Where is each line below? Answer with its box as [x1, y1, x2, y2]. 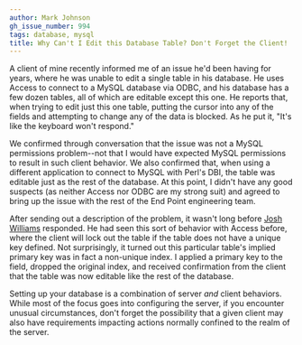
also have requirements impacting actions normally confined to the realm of [9, 317, 290, 328]
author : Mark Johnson [9, 13, 91, 23]
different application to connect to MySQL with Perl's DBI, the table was [9, 167, 276, 178]
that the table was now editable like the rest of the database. [9, 271, 234, 282]
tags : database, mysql [9, 30, 95, 39]
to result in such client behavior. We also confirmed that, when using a [9, 157, 270, 168]
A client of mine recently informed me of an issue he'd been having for [9, 63, 272, 74]
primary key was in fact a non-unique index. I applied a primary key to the [9, 252, 283, 263]
